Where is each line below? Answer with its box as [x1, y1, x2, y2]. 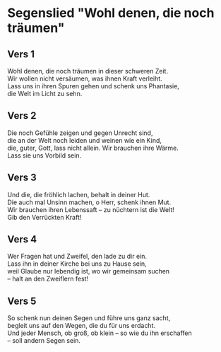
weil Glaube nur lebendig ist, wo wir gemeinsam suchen [7, 267, 170, 276]
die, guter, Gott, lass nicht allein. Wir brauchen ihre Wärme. [7, 143, 179, 152]
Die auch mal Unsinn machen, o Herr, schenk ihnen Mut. [7, 198, 172, 206]
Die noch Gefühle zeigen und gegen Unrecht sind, [7, 129, 153, 137]
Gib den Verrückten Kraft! [7, 213, 82, 221]
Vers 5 [7, 295, 37, 307]
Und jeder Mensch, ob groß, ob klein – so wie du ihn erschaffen [7, 329, 192, 337]
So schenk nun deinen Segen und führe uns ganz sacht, [7, 314, 171, 322]
